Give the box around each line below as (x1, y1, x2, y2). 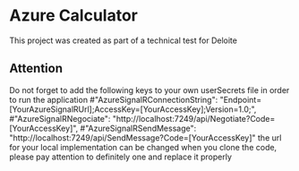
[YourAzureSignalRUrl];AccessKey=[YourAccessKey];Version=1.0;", (9, 104, 257, 115)
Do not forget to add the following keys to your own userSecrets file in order (9, 84, 290, 95)
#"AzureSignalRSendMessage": (80, 123, 197, 133)
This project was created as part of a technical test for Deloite (9, 35, 237, 46)
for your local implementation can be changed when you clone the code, (9, 141, 278, 152)
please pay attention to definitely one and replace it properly (9, 151, 233, 162)
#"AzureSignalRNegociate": (9, 113, 111, 124)
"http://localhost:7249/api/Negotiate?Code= (112, 113, 276, 124)
